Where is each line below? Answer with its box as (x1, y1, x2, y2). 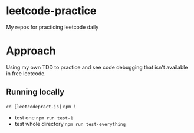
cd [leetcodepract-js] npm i (6, 104, 77, 109)
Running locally (6, 87, 65, 97)
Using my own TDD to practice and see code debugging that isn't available (6, 64, 188, 71)
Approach (6, 44, 56, 58)
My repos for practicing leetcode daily (6, 24, 99, 31)
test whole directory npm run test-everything (14, 120, 126, 127)
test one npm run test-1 (14, 114, 74, 121)
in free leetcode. (6, 69, 46, 77)
